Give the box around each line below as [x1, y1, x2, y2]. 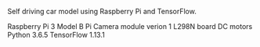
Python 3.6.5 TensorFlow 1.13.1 [7, 31, 105, 39]
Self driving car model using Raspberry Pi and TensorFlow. [7, 7, 197, 16]
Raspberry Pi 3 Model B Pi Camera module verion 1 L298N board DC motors [7, 22, 253, 31]
